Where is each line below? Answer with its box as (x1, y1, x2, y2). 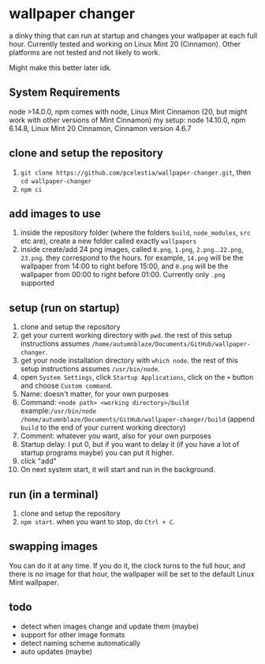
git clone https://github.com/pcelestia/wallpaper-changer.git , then (20, 167, 252, 177)
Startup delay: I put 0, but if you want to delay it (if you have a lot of (20, 440, 240, 449)
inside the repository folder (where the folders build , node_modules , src (20, 228, 251, 238)
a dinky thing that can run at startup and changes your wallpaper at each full (9, 31, 258, 40)
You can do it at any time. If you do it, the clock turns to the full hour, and (9, 561, 245, 570)
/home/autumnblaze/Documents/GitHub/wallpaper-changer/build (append (20, 415, 256, 424)
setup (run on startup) (9, 301, 121, 314)
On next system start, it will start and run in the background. (20, 465, 216, 475)
